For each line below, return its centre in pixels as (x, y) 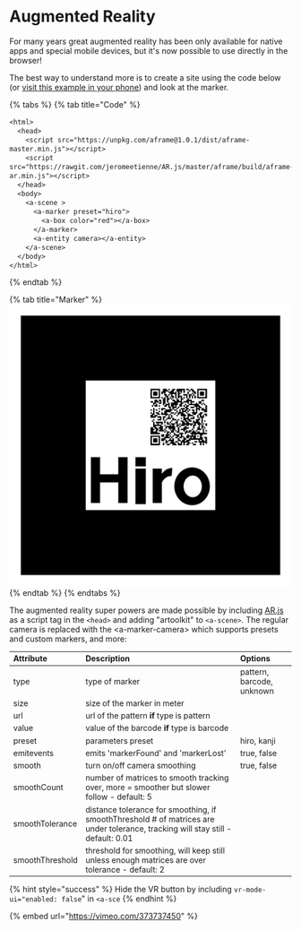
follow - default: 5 (118, 797)
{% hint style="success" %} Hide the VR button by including (121, 890)
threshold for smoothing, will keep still (155, 850)
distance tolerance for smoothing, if (150, 809)
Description (107, 659)
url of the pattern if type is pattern (147, 716)
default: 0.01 (109, 838)
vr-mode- (250, 890)
